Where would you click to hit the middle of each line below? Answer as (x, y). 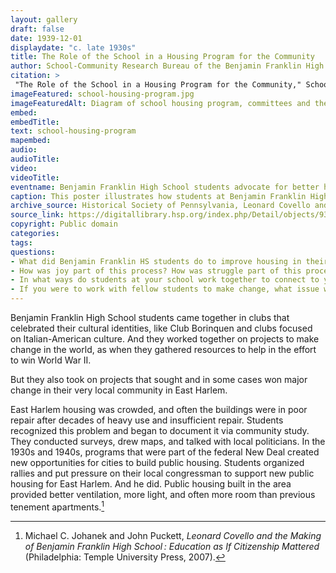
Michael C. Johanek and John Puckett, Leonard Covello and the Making (173, 535)
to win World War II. (51, 360)
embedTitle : (35, 122)
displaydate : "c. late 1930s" (73, 47)
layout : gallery (44, 19)
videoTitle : (35, 177)
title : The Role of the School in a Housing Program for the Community (162, 57)
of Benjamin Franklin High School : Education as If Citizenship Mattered (172, 546)
